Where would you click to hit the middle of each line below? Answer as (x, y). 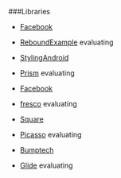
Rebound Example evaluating (66, 42)
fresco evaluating (48, 104)
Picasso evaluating (51, 135)
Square (31, 119)
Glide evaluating (46, 165)
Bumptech (37, 150)
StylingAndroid (44, 58)
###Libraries (29, 12)
